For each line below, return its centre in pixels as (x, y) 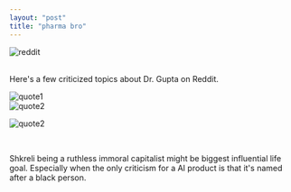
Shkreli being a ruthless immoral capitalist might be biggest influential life (145, 158)
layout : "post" (38, 18)
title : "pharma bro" (48, 26)
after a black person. (48, 178)
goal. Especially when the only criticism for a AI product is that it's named (146, 168)
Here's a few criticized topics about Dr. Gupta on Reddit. (114, 78)
